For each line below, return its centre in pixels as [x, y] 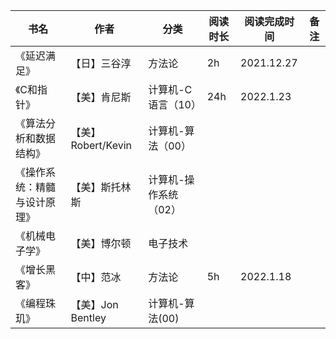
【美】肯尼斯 [101, 97]
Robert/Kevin [101, 145]
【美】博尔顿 [101, 243]
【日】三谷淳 [101, 63]
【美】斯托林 [101, 187]
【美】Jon [94, 304]
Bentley [88, 317]
